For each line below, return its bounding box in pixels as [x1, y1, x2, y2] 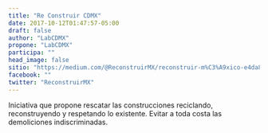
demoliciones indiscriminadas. [8, 117, 108, 127]
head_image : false [8, 57, 69, 65]
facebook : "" [8, 71, 52, 79]
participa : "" [8, 49, 56, 57]
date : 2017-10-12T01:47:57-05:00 [8, 19, 120, 27]
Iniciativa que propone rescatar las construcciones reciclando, [8, 100, 214, 110]
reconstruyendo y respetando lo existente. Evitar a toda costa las [8, 108, 222, 118]
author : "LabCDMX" [8, 33, 69, 42]
